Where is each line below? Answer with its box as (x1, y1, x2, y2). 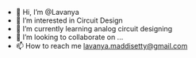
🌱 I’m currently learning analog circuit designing (15, 24, 173, 33)
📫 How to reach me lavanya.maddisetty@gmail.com (15, 42, 188, 50)
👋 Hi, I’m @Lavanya (15, 8, 79, 16)
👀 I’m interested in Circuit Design (15, 16, 123, 25)
